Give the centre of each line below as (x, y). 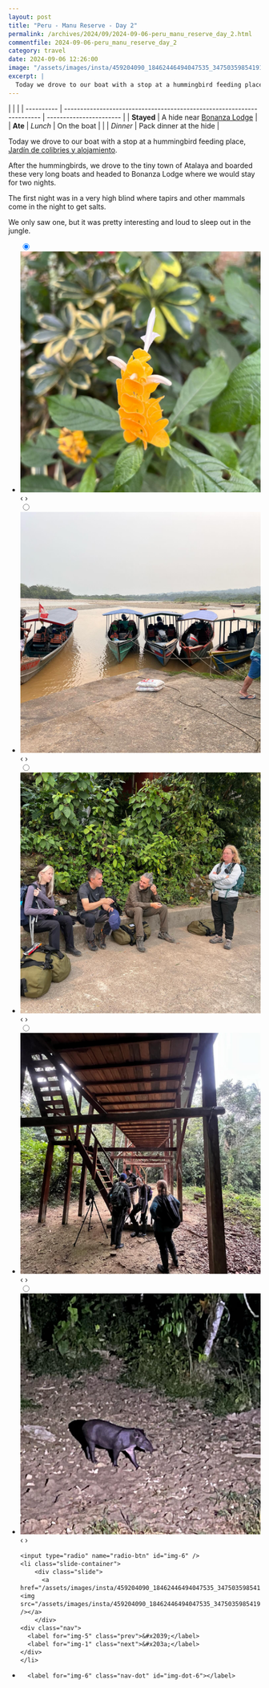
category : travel (37, 51)
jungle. (20, 230)
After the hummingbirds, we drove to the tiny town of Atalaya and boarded (130, 165)
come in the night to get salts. (57, 206)
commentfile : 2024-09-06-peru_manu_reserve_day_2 (93, 43)
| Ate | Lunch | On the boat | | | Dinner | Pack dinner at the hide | (114, 125)
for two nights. (32, 182)
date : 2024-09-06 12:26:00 (53, 59)
